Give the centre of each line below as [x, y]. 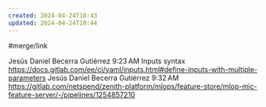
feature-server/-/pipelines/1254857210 [72, 94]
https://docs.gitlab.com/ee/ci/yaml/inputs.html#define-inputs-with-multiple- [133, 69]
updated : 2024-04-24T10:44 [53, 23]
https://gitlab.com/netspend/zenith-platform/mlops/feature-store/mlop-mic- [133, 86]
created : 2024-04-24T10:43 [53, 15]
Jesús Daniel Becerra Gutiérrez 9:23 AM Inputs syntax [97, 61]
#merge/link [28, 45]
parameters [27, 78]
